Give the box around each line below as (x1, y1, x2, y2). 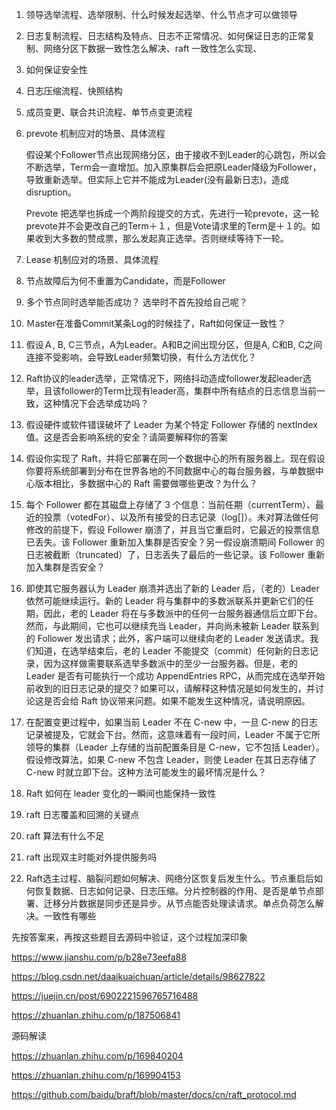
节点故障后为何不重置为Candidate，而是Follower (25, 275, 226, 287)
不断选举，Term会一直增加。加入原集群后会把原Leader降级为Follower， (25, 161, 322, 173)
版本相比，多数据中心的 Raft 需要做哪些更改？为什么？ (34, 478, 258, 489)
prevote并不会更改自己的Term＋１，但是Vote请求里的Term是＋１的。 (25, 220, 312, 232)
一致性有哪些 (43, 910, 97, 922)
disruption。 (25, 186, 77, 198)
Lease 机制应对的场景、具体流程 (25, 254, 159, 265)
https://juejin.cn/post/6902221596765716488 (11, 990, 199, 1002)
